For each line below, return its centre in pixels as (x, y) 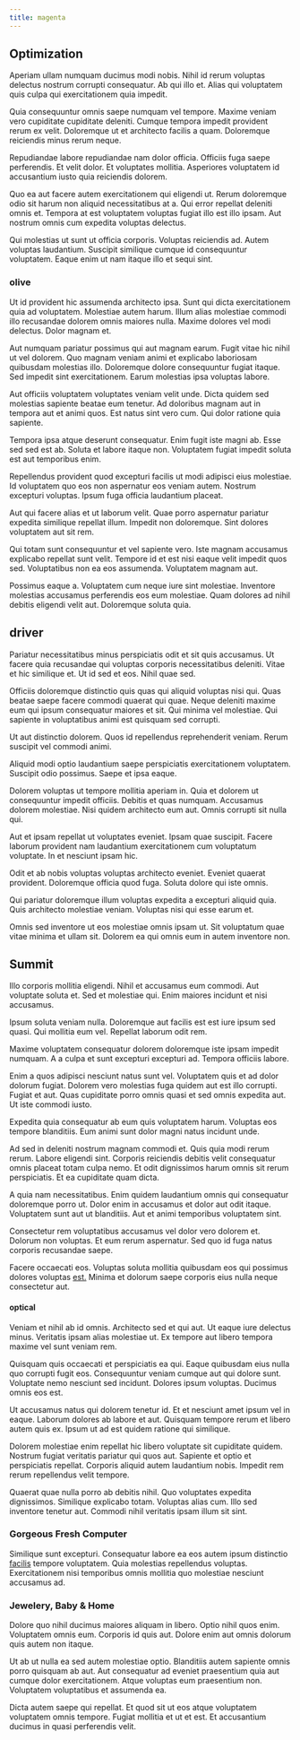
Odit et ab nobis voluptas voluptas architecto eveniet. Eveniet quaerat (137, 873)
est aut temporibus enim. (55, 459)
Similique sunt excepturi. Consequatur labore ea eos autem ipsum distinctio (149, 1554)
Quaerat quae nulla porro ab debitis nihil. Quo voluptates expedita (131, 1492)
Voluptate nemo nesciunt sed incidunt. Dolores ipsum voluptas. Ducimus (143, 1382)
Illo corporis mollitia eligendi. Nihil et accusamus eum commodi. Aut (134, 986)
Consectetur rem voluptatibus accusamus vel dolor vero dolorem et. (135, 1231)
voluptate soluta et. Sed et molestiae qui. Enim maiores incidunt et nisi (138, 995)
